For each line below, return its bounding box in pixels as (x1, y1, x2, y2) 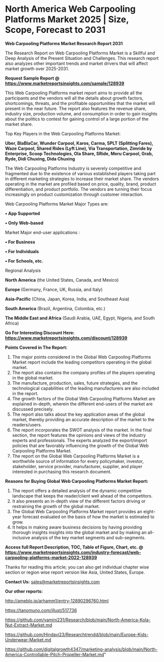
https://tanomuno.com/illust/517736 (5, 607, 77, 613)
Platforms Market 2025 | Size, (5, 14, 129, 25)
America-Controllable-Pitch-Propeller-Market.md (5, 651, 104, 657)
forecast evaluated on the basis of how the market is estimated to (22, 514, 155, 520)
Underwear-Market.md (5, 636, 51, 642)
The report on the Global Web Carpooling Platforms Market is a (12, 453, 140, 459)
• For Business (5, 239, 35, 245)
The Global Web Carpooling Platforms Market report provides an (12, 508, 142, 514)
